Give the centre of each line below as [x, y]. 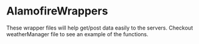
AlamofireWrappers [57, 11]
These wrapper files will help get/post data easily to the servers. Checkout [100, 28]
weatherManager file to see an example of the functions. [77, 34]
